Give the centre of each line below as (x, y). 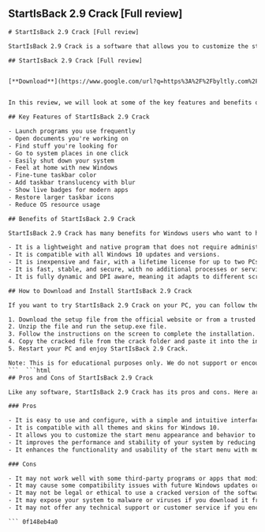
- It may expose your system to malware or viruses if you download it (128, 500)
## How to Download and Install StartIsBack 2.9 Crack (100, 291)
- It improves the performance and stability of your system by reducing (132, 442)
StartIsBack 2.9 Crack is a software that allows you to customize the (128, 46)
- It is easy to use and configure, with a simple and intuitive (118, 421)
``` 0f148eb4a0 (33, 522)
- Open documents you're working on (68, 138)
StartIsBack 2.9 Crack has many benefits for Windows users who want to (130, 233)
